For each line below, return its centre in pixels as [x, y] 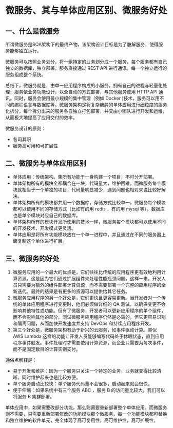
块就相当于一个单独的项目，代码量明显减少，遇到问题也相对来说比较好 [87, 189]
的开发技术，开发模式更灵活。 [44, 228]
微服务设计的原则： [26, 128]
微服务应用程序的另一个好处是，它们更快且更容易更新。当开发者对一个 [87, 298]
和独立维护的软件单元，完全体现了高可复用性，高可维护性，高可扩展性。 [82, 420]
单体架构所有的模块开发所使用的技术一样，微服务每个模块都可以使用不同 [89, 222]
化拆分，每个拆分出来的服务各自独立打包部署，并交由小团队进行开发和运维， [86, 111]
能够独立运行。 [25, 51]
